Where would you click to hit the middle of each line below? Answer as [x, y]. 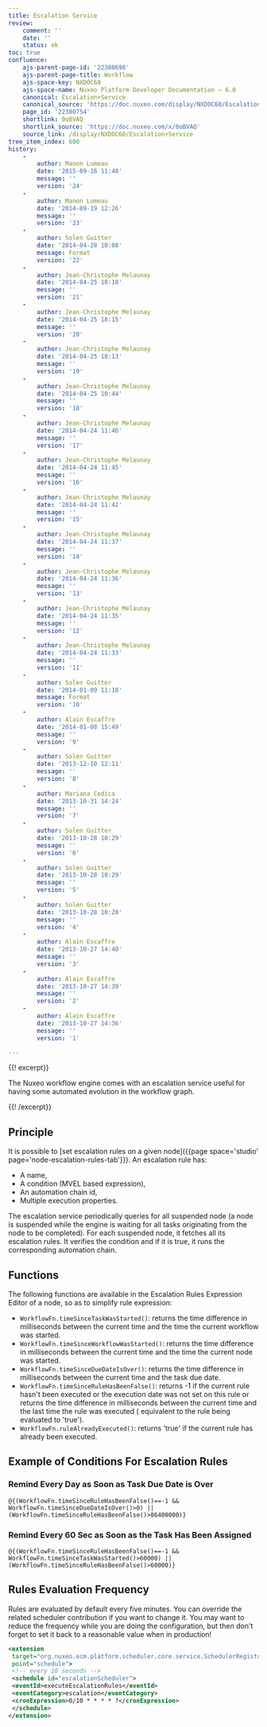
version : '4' [58, 927]
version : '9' [58, 742]
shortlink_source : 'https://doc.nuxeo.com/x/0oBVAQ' [112, 127]
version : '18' [60, 408]
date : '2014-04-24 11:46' [80, 430]
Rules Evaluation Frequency [79, 1590]
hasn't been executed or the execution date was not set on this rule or [134, 1394]
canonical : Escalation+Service [74, 97]
